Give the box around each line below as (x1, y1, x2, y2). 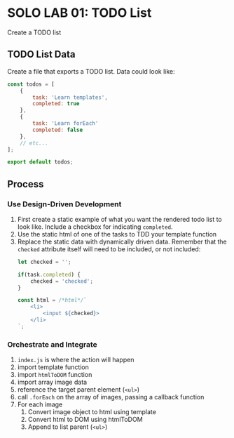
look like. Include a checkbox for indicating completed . (17, 223, 173, 231)
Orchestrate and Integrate (7, 339, 98, 349)
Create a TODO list (7, 28, 62, 36)
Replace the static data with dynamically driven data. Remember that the (17, 237, 228, 246)
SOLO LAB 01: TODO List (7, 5, 152, 21)
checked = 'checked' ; (30, 277, 93, 285)
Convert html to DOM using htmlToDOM (27, 416, 143, 424)
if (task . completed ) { (17, 271, 81, 278)
